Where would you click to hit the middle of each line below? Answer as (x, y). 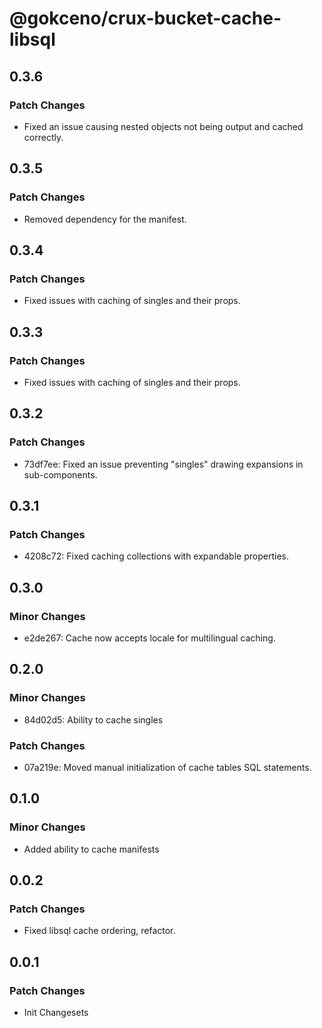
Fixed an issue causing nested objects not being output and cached (163, 126)
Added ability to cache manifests (91, 849)
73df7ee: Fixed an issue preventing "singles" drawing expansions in (163, 464)
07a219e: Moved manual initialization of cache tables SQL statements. (167, 767)
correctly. (43, 137)
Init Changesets (56, 1013)
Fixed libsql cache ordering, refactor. (99, 931)
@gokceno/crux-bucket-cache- (145, 18)
